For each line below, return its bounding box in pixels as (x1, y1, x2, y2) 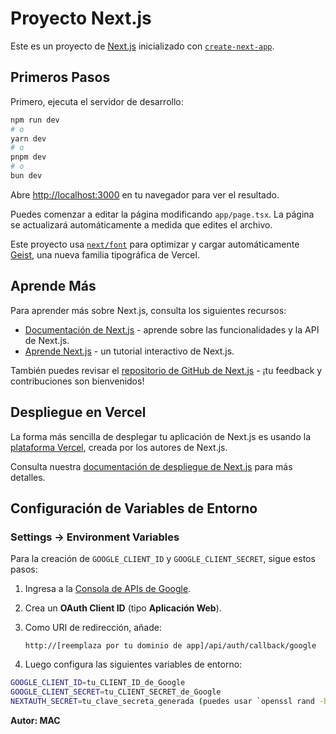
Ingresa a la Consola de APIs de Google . (24, 583, 192, 595)
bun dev (10, 171, 43, 181)
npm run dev (10, 115, 60, 125)
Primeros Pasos (10, 69, 111, 86)
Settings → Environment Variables (10, 530, 180, 544)
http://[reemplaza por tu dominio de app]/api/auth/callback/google (24, 641, 317, 651)
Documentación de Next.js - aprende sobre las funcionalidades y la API (24, 323, 320, 336)
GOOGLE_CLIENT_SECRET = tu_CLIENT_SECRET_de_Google (10, 687, 222, 697)
